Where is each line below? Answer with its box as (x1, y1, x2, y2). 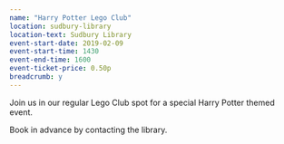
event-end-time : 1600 (9, 55, 92, 64)
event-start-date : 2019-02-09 (9, 38, 124, 48)
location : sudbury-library (9, 22, 112, 31)
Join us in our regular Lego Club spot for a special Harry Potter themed (9, 97, 275, 108)
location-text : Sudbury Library (9, 30, 132, 39)
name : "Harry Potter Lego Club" (9, 13, 132, 23)
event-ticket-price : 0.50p (9, 64, 112, 73)
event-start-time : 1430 (9, 47, 100, 56)
